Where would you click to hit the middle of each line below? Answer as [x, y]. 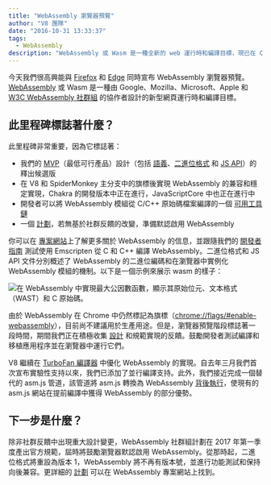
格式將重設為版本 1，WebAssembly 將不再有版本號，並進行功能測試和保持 [138, 462]
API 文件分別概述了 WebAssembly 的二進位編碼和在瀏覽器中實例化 [119, 261]
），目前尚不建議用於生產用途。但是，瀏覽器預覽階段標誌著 [152, 325]
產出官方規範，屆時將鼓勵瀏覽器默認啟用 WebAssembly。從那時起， [128, 451]
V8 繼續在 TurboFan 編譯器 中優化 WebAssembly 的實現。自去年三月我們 [129, 363]
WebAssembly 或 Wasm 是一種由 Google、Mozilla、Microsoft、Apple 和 [128, 87]
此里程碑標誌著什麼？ [61, 125]
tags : [17, 38]
